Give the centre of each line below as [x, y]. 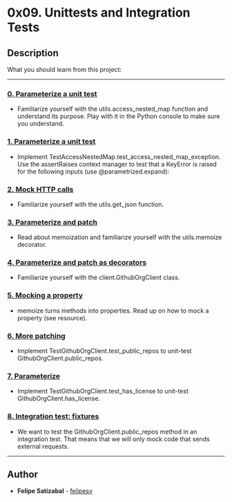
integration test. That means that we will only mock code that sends [114, 439]
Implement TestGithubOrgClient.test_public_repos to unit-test [104, 351]
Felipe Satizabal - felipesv [55, 491]
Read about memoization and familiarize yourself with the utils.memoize [119, 237]
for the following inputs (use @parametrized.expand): [93, 171]
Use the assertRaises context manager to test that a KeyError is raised [117, 164]
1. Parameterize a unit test [51, 142]
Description [33, 53]
